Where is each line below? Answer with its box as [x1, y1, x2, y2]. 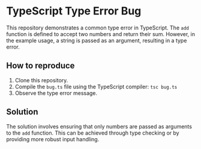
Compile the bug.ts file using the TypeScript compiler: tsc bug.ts [14, 83, 178, 90]
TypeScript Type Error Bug [6, 4, 142, 18]
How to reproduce [6, 61, 75, 71]
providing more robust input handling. [6, 135, 100, 142]
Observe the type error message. [14, 89, 98, 97]
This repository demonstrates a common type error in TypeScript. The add [6, 24, 189, 31]
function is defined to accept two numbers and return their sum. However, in [6, 30, 195, 37]
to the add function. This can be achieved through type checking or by [6, 129, 179, 136]
